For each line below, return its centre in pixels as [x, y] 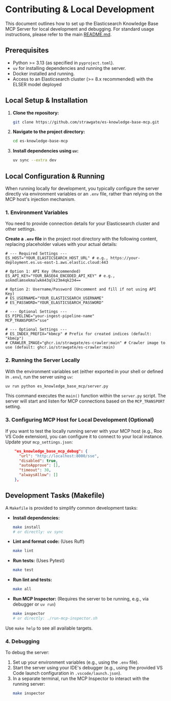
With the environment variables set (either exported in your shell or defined [84, 371]
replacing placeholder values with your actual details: [61, 244]
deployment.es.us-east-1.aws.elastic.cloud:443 [57, 263]
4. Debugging [22, 641]
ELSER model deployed [37, 84]
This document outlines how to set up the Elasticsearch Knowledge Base [82, 23]
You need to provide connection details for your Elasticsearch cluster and [82, 223]
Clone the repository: [36, 113]
